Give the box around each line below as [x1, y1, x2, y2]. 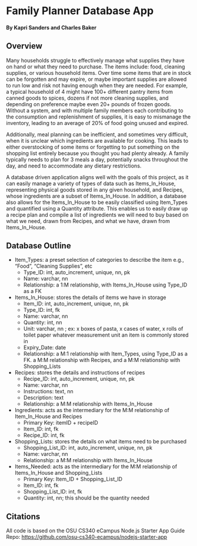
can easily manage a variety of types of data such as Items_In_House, [6, 180, 176, 187]
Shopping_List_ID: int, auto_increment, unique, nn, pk [23, 444, 153, 452]
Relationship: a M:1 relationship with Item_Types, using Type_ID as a [23, 350, 188, 357]
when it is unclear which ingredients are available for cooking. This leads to [6, 137, 189, 144]
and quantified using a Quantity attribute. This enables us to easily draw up [6, 205, 188, 212]
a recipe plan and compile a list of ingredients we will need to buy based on [6, 211, 189, 218]
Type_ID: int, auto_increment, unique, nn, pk [23, 269, 131, 276]
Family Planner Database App [6, 4, 154, 18]
